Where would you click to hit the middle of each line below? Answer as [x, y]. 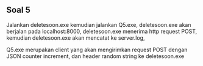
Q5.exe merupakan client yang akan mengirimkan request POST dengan [97, 50]
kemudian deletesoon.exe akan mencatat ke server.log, [76, 38]
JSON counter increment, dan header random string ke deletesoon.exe [95, 56]
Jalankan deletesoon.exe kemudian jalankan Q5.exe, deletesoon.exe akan [99, 24]
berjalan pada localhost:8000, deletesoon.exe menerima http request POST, [102, 31]
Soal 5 [18, 10]
